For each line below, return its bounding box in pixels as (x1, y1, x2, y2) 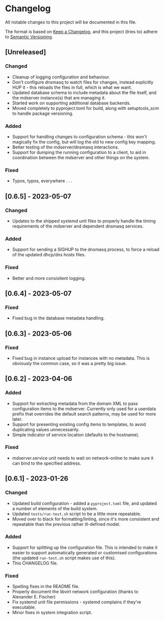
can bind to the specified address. (12, 460, 82, 466)
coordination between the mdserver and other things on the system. (12, 154, 150, 160)
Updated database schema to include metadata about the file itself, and (12, 89, 157, 96)
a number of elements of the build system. (12, 505, 98, 511)
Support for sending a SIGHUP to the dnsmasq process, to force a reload (12, 247, 160, 252)
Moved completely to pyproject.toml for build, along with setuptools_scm (12, 105, 159, 111)
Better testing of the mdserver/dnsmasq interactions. (12, 144, 119, 150)
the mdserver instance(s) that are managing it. (12, 95, 106, 100)
